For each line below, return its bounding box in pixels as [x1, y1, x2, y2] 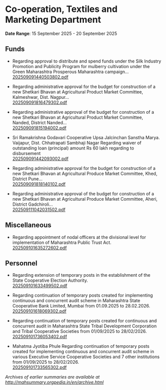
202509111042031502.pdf [12, 206, 66, 212]
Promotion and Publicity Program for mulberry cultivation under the [12, 63, 150, 69]
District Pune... [12, 175, 43, 182]
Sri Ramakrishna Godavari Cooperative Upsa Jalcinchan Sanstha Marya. [12, 134, 160, 140]
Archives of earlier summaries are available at [5, 374, 100, 380]
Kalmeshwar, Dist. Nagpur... [12, 94, 69, 100]
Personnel [5, 259, 38, 267]
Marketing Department [5, 14, 102, 25]
